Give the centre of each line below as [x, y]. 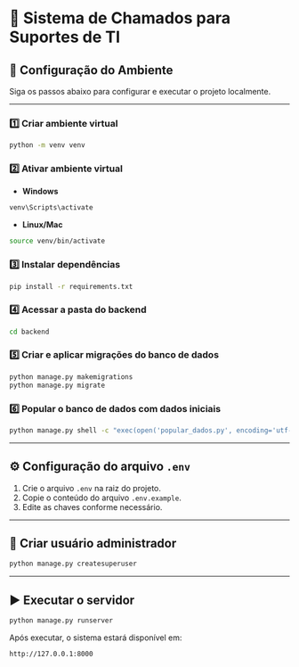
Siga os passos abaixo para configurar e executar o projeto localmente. [140, 91]
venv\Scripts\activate [51, 208]
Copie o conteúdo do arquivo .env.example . [102, 498]
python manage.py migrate [57, 385]
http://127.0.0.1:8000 [51, 654]
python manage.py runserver [61, 621]
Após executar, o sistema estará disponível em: [96, 638]
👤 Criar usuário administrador [93, 543]
